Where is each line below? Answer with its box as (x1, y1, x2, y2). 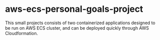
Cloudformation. (5, 30, 38, 36)
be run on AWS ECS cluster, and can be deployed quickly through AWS (5, 25, 149, 31)
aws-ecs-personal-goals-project (5, 3, 144, 15)
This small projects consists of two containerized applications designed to (5, 20, 156, 26)
